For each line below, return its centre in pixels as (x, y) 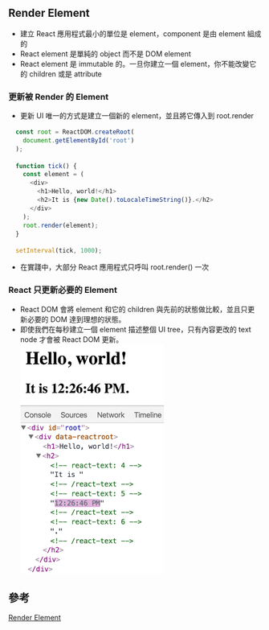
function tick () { (47, 166)
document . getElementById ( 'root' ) (79, 140)
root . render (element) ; (61, 225)
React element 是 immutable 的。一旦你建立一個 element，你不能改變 (134, 64)
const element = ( (53, 175)
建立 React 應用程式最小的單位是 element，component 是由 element (132, 33)
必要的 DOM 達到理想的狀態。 (76, 319)
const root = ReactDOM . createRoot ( (75, 132)
